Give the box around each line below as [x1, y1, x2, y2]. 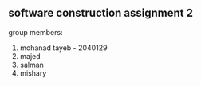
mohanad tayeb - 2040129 [19, 43, 108, 53]
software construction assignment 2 [8, 6, 194, 20]
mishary [19, 68, 47, 78]
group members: [8, 27, 63, 37]
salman [19, 60, 44, 69]
